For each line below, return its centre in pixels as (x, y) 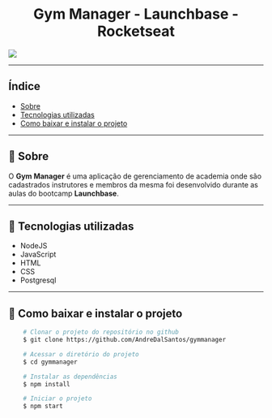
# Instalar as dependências (70, 377)
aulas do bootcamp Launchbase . (64, 193)
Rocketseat (136, 31)
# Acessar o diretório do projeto (81, 354)
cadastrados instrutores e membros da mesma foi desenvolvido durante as (134, 184)
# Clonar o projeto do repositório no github (101, 332)
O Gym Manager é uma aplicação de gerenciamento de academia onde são (135, 176)
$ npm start (43, 407)
